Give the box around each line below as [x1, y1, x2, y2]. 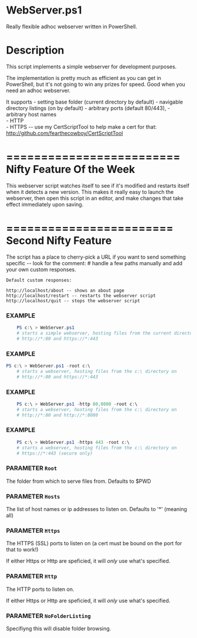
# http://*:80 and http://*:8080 [16, 412, 98, 418]
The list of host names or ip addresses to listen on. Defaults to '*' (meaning [6, 506, 188, 513]
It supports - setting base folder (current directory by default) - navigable [6, 98, 184, 105]
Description [6, 44, 64, 57]
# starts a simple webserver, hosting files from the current [16, 330, 172, 336]
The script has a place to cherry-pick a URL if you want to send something [6, 253, 186, 260]
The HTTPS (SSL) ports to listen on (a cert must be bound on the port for [6, 540, 182, 547]
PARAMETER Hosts [6, 492, 60, 500]
